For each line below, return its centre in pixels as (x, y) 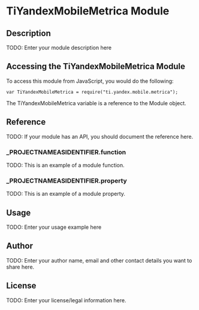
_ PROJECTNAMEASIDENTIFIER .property (67, 180)
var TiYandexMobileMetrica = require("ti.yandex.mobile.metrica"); (92, 92)
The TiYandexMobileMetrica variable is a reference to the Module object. (97, 103)
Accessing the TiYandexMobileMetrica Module (96, 66)
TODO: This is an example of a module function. (65, 165)
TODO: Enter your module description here (59, 47)
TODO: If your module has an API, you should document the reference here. (100, 136)
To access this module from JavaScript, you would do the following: (90, 81)
